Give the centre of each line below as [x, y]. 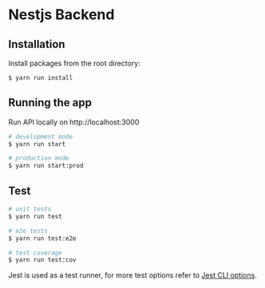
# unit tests [30, 209]
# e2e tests [28, 231]
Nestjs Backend [61, 15]
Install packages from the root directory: [75, 63]
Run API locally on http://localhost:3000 [74, 122]
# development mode [41, 136]
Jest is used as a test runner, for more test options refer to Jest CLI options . [132, 275]
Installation [37, 44]
